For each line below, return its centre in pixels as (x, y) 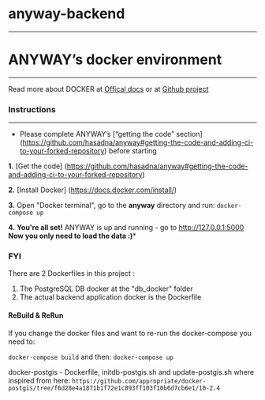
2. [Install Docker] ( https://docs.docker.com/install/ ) (93, 190)
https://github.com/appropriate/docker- (139, 381)
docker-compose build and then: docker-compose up (91, 357)
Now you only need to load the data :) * (72, 236)
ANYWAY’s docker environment (115, 60)
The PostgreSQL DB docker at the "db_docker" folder (106, 289)
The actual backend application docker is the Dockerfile (110, 297)
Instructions (32, 109)
